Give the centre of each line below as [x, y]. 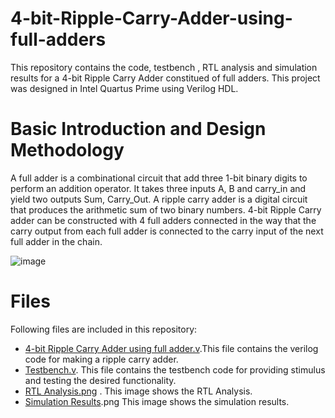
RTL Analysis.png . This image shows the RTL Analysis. [138, 391]
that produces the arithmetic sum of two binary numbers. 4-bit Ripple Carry [166, 209]
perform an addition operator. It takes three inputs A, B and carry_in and [158, 188]
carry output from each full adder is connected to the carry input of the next [167, 231]
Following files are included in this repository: [104, 329]
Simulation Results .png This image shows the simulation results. [157, 401]
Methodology [67, 150]
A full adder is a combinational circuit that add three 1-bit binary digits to [159, 178]
